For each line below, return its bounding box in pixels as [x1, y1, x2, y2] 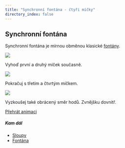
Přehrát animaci [5, 109, 37, 115]
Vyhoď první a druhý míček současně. [5, 62, 82, 68]
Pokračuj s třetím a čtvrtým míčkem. [5, 81, 78, 87]
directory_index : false [5, 12, 54, 17]
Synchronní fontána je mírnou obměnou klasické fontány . [5, 43, 121, 49]
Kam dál [5, 120, 23, 126]
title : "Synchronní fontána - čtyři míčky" [5, 7, 96, 12]
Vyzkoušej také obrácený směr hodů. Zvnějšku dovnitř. [5, 99, 116, 105]
